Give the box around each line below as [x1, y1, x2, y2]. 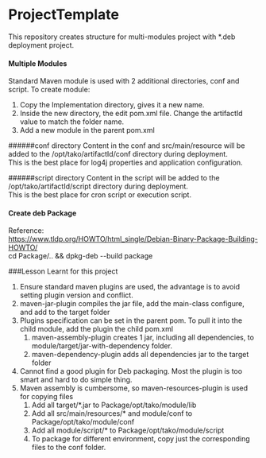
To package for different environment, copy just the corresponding [31, 434, 250, 444]
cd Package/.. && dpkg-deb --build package [8, 251, 153, 261]
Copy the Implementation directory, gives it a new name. [19, 100, 205, 110]
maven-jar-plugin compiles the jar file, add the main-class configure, [19, 299, 245, 309]
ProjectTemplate [8, 6, 119, 24]
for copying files [19, 392, 74, 402]
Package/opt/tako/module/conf [31, 417, 135, 427]
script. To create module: [8, 85, 91, 95]
